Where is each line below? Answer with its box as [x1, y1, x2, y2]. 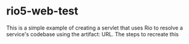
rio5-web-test [6, 4, 78, 18]
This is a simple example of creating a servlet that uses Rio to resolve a [6, 24, 183, 31]
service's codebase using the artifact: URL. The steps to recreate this [6, 30, 179, 37]
